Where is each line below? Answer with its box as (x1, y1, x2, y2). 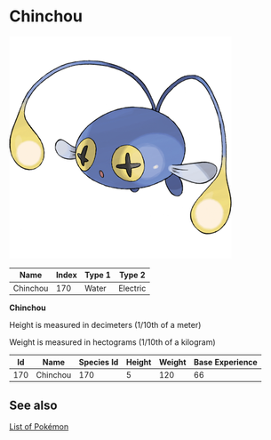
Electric (118, 283, 147, 293)
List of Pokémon (9, 421, 69, 432)
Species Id (78, 356, 119, 367)
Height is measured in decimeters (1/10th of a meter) (9, 320, 202, 331)
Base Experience (194, 356, 258, 367)
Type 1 (84, 269, 111, 281)
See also (9, 397, 58, 412)
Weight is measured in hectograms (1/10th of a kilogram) (9, 337, 216, 348)
